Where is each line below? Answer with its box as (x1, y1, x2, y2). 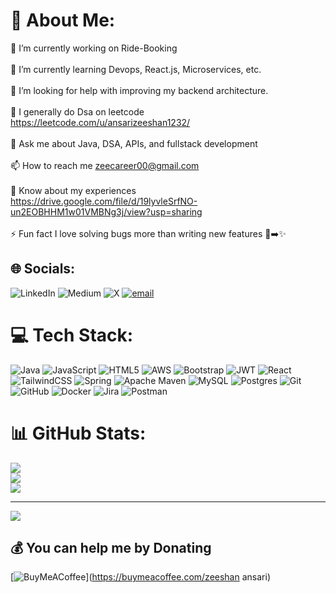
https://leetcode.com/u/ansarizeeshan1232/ (10, 116, 191, 128)
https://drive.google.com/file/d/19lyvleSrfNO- (10, 195, 198, 207)
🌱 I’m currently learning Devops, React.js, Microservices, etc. (10, 63, 262, 75)
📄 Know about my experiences (10, 184, 137, 196)
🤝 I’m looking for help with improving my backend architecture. (10, 84, 269, 96)
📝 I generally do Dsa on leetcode (10, 105, 145, 118)
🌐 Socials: (10, 260, 76, 278)
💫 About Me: (10, 9, 116, 32)
